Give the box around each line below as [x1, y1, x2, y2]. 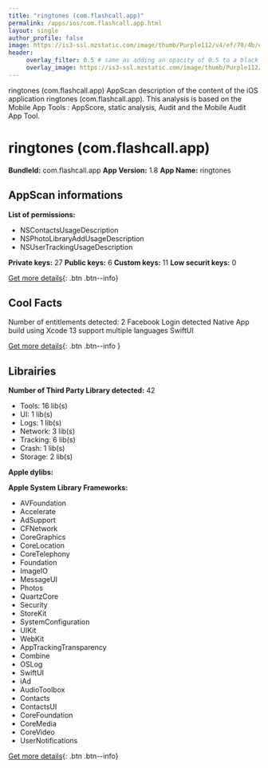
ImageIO [19, 566, 48, 576]
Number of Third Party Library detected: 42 [8, 386, 156, 395]
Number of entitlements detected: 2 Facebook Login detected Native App [8, 317, 250, 327]
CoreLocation [19, 540, 65, 551]
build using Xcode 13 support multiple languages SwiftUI [8, 326, 194, 335]
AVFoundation [19, 498, 66, 508]
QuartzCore [19, 592, 59, 601]
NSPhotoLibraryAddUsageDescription [19, 233, 145, 243]
